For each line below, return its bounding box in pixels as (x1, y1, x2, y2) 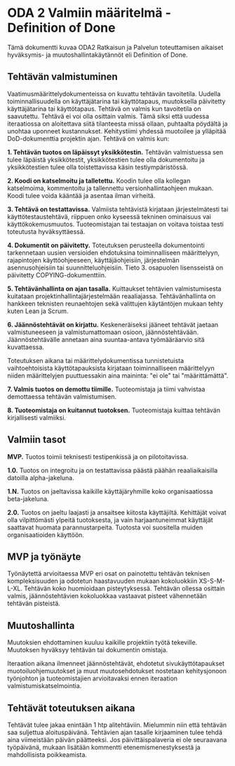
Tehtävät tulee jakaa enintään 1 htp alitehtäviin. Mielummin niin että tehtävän (7, 721, 227, 729)
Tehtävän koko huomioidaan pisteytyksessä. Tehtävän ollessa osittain (24, 584, 225, 593)
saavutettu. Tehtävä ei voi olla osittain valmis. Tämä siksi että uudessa (7, 112, 209, 120)
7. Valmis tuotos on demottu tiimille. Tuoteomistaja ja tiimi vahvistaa (7, 385, 206, 393)
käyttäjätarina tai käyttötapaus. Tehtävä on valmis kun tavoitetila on (7, 104, 201, 113)
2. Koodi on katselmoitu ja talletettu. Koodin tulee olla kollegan (7, 176, 191, 185)
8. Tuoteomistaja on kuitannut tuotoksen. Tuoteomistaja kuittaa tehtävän (7, 406, 221, 414)
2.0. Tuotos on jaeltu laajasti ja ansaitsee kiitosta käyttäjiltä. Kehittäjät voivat (7, 508, 227, 517)
